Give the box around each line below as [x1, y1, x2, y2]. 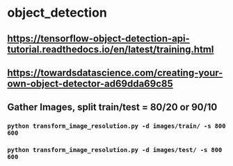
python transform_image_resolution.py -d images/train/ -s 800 [7, 122, 226, 130]
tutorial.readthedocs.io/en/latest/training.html [7, 43, 214, 55]
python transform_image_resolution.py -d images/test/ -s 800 [7, 146, 223, 154]
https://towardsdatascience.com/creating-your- [7, 67, 223, 78]
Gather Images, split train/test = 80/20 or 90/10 [7, 101, 218, 113]
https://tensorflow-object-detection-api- [7, 33, 190, 44]
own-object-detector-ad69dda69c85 [7, 78, 173, 90]
